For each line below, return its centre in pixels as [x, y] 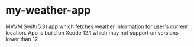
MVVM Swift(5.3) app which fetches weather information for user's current [97, 26]
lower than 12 [22, 39]
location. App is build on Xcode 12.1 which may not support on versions [92, 32]
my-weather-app [48, 10]
